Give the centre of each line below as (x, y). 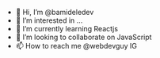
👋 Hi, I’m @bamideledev (55, 12)
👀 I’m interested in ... (49, 20)
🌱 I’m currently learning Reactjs (67, 29)
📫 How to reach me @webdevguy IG (76, 46)
